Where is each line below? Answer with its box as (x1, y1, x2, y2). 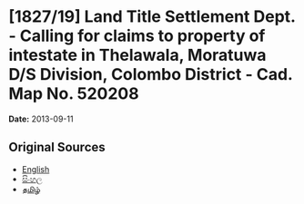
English (21, 163, 50, 174)
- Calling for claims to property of (8, 25, 266, 46)
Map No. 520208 (8, 83, 139, 104)
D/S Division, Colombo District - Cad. (8, 64, 293, 85)
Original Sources (8, 140, 106, 155)
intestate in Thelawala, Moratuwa (8, 45, 267, 65)
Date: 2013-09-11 (8, 113, 74, 124)
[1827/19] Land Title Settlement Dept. (8, 6, 296, 27)
